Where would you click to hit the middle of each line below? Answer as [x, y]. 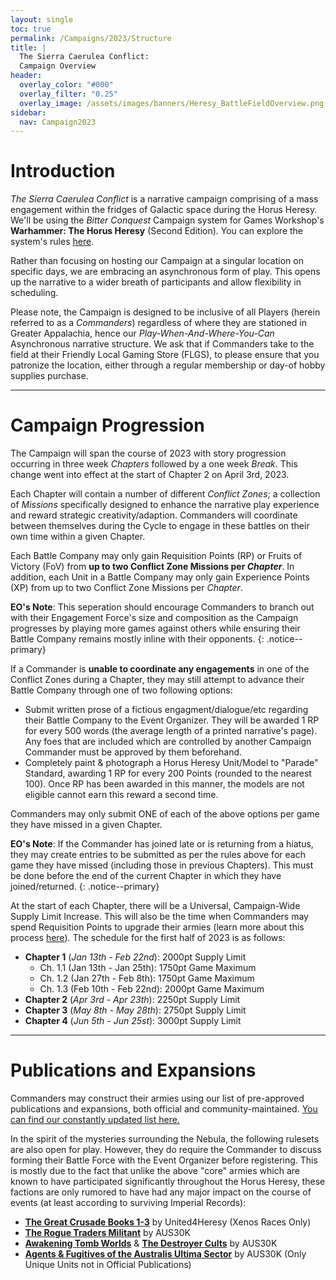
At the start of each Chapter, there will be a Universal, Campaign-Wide [155, 906]
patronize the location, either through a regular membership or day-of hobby [168, 365]
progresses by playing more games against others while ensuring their [155, 628]
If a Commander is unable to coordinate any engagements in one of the [160, 669]
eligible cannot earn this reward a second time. [121, 795]
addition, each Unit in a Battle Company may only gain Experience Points [160, 577]
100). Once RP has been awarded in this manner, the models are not [164, 784]
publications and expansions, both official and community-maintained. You [164, 1109]
